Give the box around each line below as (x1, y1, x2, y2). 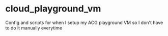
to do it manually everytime (5, 24, 63, 30)
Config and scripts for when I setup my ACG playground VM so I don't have (5, 19, 163, 25)
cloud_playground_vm (5, 3, 101, 14)
